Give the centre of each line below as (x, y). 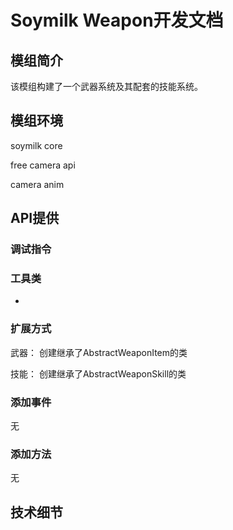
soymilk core (36, 145)
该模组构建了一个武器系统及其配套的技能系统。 (106, 86)
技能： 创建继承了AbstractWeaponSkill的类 (98, 373)
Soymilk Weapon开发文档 (117, 20)
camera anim (37, 184)
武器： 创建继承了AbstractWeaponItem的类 (99, 352)
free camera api (43, 165)
